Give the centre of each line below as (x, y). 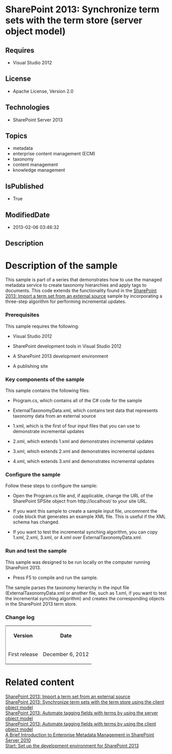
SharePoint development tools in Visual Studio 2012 (67, 346)
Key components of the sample (45, 379)
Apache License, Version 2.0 (43, 91)
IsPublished (25, 186)
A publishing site (30, 366)
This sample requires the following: (42, 326)
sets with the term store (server (74, 20)
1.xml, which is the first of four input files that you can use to (76, 426)
